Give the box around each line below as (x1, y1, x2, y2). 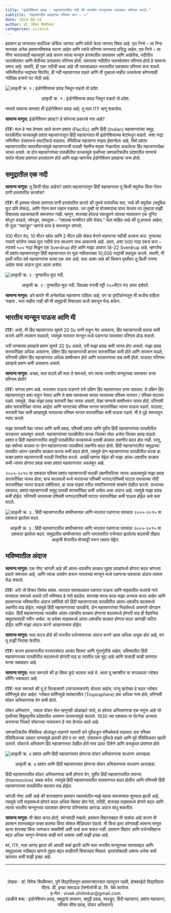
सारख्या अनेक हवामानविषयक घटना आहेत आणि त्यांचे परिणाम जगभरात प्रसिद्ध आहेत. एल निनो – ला (5, 47, 161, 53)
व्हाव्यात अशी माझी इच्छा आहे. (5, 854, 52, 860)
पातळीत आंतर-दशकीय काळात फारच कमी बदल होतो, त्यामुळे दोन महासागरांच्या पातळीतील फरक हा (5, 448, 161, 454)
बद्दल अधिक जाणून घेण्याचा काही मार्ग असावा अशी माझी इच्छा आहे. (5, 832, 109, 838)
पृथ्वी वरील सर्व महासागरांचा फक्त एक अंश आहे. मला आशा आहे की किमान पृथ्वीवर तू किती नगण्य (5, 256, 157, 262)
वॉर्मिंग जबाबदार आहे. (5, 675, 38, 681)
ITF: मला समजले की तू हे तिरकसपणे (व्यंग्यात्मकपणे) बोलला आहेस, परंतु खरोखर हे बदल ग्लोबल (5, 685, 158, 692)
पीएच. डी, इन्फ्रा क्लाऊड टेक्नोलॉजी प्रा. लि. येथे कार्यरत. (41, 884, 130, 890)
